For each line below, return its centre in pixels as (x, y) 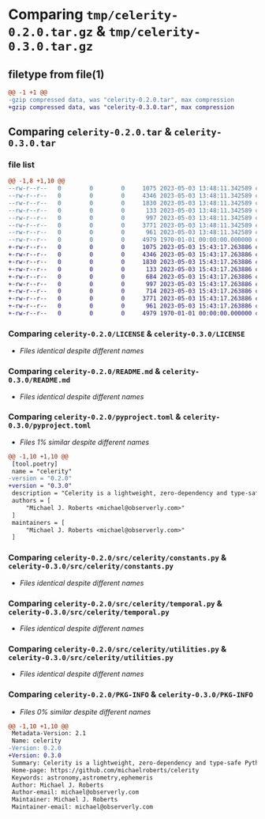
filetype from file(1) (56, 74)
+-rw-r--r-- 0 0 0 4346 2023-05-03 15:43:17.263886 (130, 255)
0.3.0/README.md (39, 380)
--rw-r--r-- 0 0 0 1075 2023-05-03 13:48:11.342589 (130, 189)
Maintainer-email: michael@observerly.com (82, 807)
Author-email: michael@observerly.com (75, 792)
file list (22, 164)
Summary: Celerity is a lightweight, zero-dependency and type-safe (127, 763)
